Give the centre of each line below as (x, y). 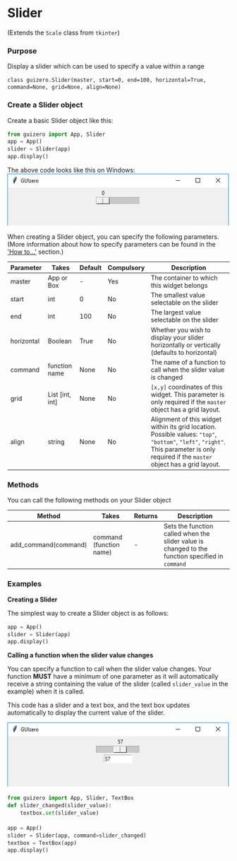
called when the (187, 533)
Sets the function (188, 526)
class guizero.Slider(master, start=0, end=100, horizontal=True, (107, 80)
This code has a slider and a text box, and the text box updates (99, 705)
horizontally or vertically (186, 345)
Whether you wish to (181, 329)
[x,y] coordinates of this (187, 387)
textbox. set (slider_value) (60, 813)
